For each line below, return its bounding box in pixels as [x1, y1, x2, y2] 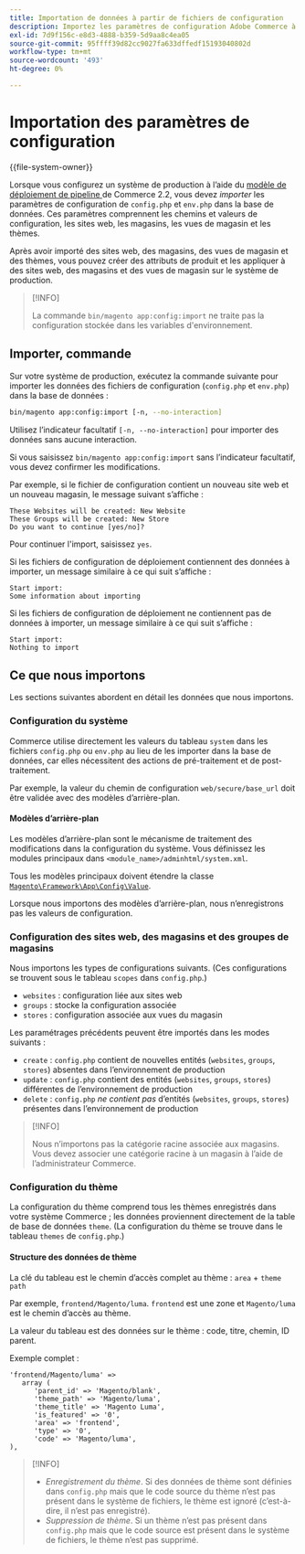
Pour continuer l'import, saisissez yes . [9, 538, 152, 549]
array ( [21, 1378, 51, 1388]
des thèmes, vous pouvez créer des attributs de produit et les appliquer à [9, 255, 286, 266]
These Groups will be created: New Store [9, 514, 170, 524]
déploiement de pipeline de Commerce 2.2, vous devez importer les [9, 188, 265, 199]
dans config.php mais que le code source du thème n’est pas [45, 1485, 276, 1496]
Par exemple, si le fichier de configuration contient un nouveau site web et [9, 479, 289, 490]
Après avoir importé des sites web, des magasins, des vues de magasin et [9, 245, 289, 256]
